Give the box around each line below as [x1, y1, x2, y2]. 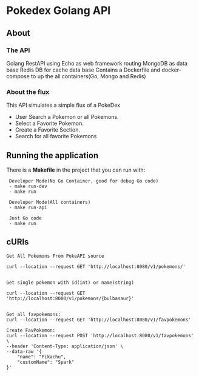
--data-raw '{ [6, 348, 42, 355]
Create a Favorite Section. [15, 126, 81, 133]
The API [6, 46, 30, 55]
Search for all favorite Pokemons [15, 133, 97, 140]
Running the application [6, 150, 99, 161]
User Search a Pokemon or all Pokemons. [15, 113, 120, 121]
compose [6, 72, 30, 79]
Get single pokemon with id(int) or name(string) [6, 280, 135, 286]
